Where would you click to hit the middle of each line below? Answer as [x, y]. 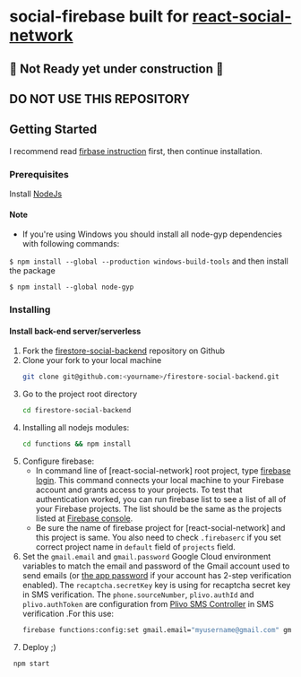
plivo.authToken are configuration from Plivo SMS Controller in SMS [148, 604]
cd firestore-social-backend [77, 411]
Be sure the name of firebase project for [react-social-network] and [160, 528]
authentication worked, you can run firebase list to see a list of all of [161, 499]
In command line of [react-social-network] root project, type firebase [163, 471]
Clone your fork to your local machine [92, 360]
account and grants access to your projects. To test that [139, 490]
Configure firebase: [58, 461]
